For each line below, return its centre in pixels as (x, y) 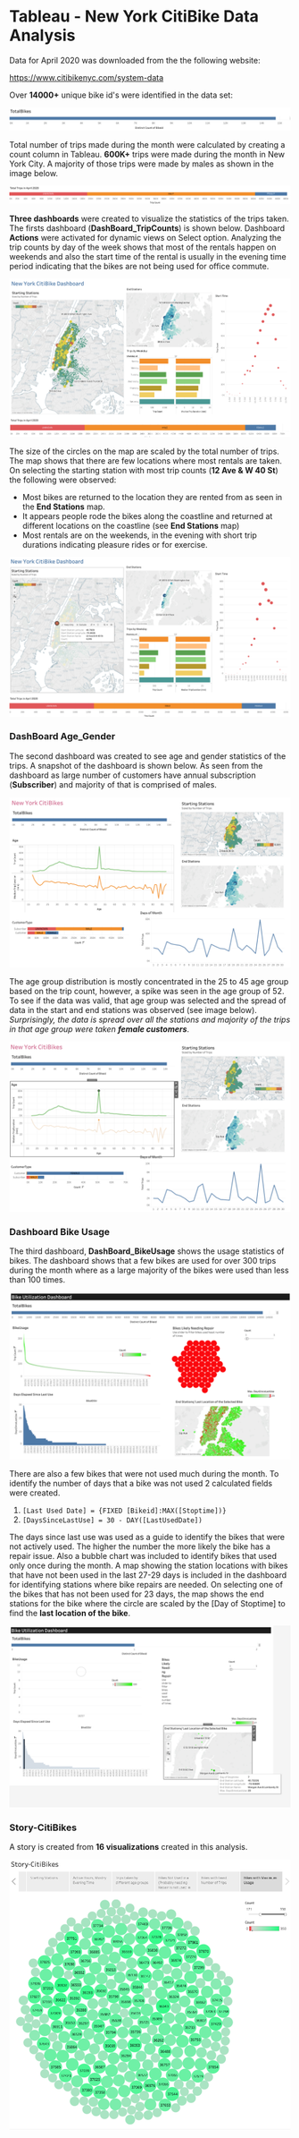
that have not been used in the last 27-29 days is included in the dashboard (148, 1575)
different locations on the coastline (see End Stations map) (131, 526)
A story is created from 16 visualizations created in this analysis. (129, 1847)
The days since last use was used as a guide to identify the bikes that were (147, 1537)
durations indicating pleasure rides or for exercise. (115, 545)
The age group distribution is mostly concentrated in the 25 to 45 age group (149, 982)
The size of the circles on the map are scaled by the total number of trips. (144, 451)
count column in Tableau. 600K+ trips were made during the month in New (147, 155)
